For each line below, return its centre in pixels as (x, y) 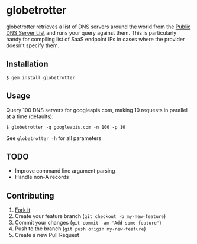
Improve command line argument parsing (65, 171)
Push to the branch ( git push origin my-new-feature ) (80, 229)
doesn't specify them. (33, 45)
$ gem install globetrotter (41, 77)
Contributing (30, 196)
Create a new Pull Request (47, 235)
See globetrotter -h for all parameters (54, 138)
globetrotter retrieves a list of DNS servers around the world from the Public (98, 27)
